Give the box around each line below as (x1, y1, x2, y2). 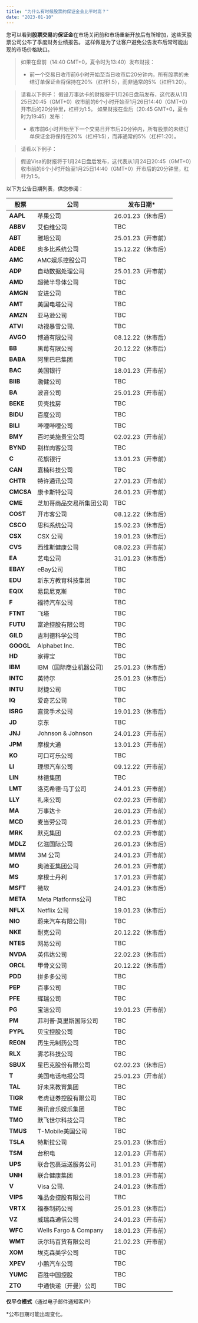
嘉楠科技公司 (37, 466, 73, 474)
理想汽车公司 (37, 762, 73, 770)
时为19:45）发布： (20, 113, 65, 120)
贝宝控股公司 (37, 1027, 73, 1036)
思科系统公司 (37, 521, 73, 529)
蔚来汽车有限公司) (37, 917, 87, 925)
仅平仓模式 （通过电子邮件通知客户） (6, 1298, 94, 1305)
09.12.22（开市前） (114, 762, 170, 770)
